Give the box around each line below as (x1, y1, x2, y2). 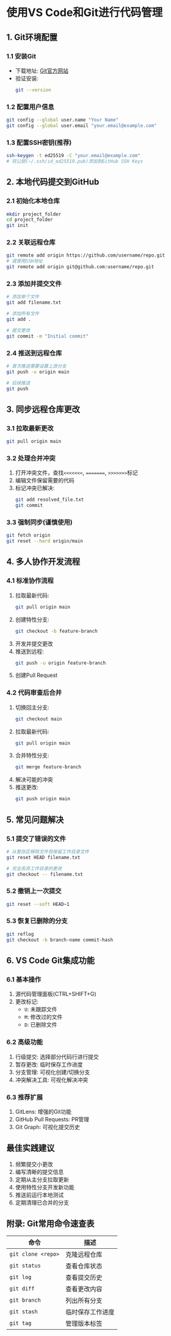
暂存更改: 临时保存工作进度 (15, 1060, 83, 1068)
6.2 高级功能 (6, 1038, 43, 1046)
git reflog (6, 931, 34, 937)
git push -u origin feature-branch (15, 660, 106, 666)
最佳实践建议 (6, 1143, 55, 1154)
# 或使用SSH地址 (6, 258, 43, 264)
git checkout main (15, 716, 62, 722)
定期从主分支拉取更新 (15, 1176, 69, 1183)
